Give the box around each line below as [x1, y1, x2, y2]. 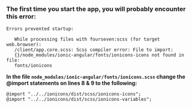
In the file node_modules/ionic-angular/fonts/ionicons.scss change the [6, 73, 185, 80]
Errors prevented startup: [6, 26, 74, 32]
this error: [6, 12, 36, 20]
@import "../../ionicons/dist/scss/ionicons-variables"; [6, 97, 152, 103]
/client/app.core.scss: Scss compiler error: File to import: [14, 47, 173, 53]
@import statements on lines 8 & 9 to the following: [6, 80, 137, 87]
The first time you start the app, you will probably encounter [6, 5, 186, 13]
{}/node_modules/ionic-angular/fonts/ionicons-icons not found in [14, 52, 185, 58]
